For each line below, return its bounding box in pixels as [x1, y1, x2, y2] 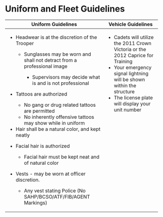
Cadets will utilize [114, 34, 154, 41]
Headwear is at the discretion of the [16, 34, 98, 41]
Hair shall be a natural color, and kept [16, 126, 101, 132]
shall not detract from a [24, 57, 77, 63]
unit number [114, 106, 142, 113]
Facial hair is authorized [16, 143, 70, 149]
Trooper [16, 40, 34, 46]
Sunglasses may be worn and [24, 51, 91, 58]
